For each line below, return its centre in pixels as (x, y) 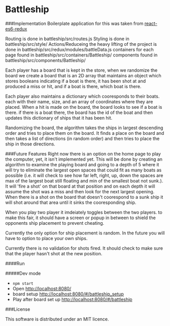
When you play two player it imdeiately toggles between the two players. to (84, 212)
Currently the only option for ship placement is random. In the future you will (85, 233)
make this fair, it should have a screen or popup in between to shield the (80, 218)
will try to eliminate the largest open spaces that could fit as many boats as (83, 170)
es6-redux (16, 28)
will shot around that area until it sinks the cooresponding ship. (71, 202)
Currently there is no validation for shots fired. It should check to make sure (84, 248)
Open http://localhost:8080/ (42, 288)
